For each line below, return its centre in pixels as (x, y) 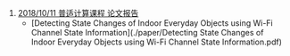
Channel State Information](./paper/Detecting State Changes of (147, 32)
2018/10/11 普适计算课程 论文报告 (78, 13)
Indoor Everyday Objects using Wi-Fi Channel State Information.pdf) (157, 42)
